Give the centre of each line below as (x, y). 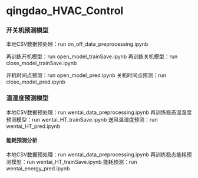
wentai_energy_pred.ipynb (38, 168)
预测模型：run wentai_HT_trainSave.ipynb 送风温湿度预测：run (82, 119)
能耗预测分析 (22, 140)
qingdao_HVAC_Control (65, 11)
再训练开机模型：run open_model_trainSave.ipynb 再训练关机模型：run (92, 56)
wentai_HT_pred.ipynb (33, 126)
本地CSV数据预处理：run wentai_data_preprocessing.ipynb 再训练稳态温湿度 (99, 112)
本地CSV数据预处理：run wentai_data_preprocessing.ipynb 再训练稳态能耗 (96, 155)
